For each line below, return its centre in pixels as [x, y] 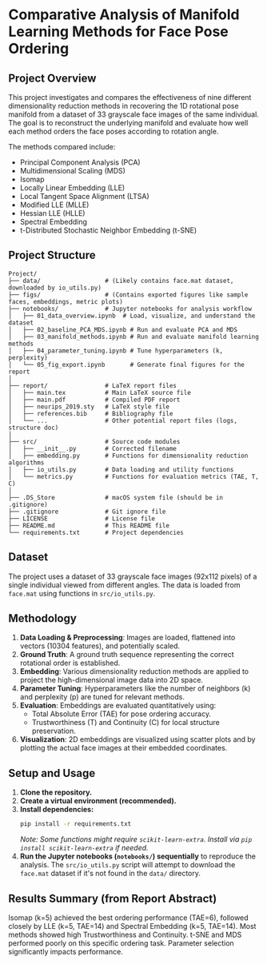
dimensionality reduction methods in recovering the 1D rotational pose [124, 106]
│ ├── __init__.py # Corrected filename [93, 448]
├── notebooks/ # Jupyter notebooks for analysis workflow [130, 309]
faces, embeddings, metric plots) [66, 301]
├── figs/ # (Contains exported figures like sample [128, 295]
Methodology [43, 618]
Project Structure [52, 255]
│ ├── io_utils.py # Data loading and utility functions [121, 469]
